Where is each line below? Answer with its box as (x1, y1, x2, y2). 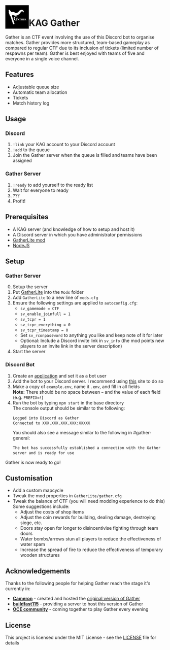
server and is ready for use (12, 450, 75, 456)
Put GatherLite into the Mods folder (12, 289, 84, 295)
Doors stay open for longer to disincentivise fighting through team (20, 525, 158, 531)
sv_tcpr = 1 (20, 317, 46, 322)
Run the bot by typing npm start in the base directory (12, 399, 124, 405)
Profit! (12, 198, 26, 204)
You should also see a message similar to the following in (12, 429, 132, 435)
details (5, 639, 19, 646)
